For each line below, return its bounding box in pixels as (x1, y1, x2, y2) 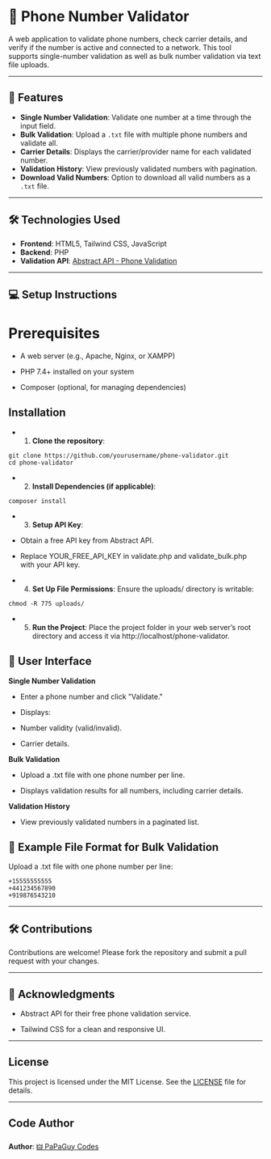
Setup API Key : (31, 519, 83, 529)
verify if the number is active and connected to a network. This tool (8, 42, 232, 52)
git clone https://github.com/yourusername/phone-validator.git (8, 451, 229, 459)
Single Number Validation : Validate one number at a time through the (19, 112, 252, 122)
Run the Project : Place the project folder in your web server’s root (31, 622, 252, 632)
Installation (8, 406, 66, 420)
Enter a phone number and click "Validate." (19, 692, 164, 701)
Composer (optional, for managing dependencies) (19, 382, 187, 391)
